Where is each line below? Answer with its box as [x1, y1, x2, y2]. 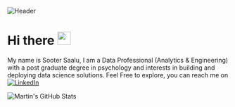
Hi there [7, 32, 55, 49]
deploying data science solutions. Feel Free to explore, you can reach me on [7, 70, 229, 79]
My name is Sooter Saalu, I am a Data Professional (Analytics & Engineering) [7, 56, 229, 64]
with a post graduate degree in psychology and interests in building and [7, 63, 215, 72]
